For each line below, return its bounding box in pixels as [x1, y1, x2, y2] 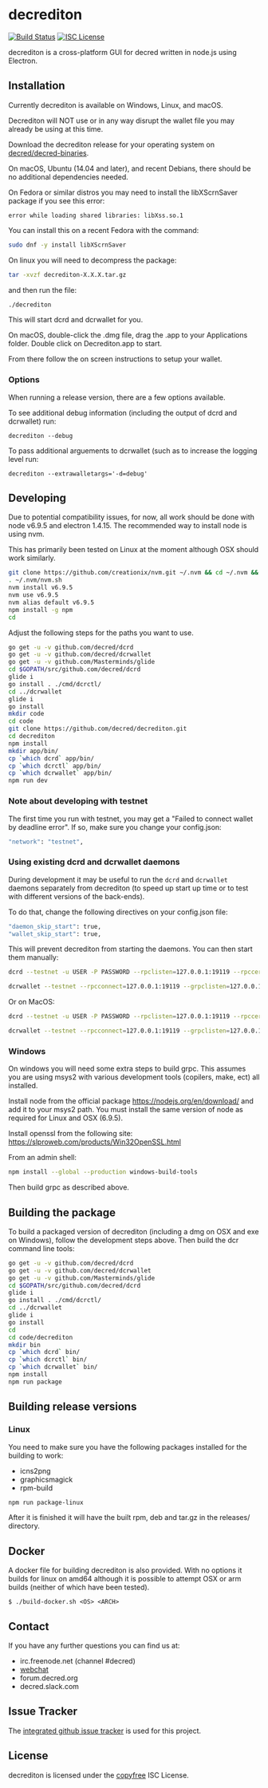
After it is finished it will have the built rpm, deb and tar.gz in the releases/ [8, 1513, 250, 1522]
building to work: [8, 1451, 64, 1460]
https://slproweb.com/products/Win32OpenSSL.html [8, 1137, 182, 1147]
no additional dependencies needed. [8, 172, 129, 181]
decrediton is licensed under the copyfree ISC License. [8, 1770, 189, 1780]
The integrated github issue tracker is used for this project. [8, 1726, 202, 1735]
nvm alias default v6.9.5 [8, 598, 94, 606]
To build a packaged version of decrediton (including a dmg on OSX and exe [8, 1226, 259, 1236]
